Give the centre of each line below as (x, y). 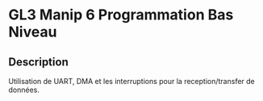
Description (38, 62)
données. (24, 90)
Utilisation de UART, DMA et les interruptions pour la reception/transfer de (132, 81)
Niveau (33, 32)
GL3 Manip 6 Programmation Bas (121, 15)
